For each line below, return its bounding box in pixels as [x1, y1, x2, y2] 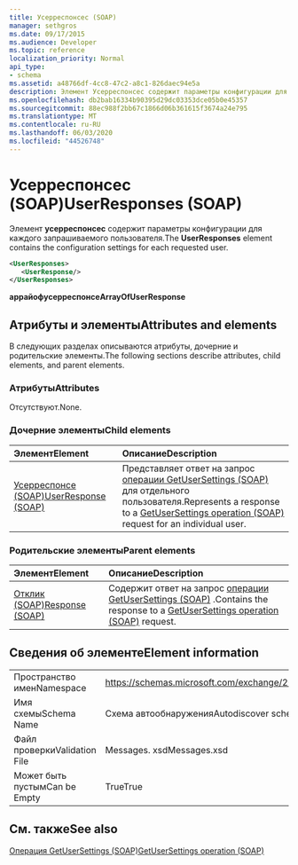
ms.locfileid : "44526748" [9, 137, 105, 145]
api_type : [9, 63, 46, 72]
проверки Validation [13, 743, 97, 756]
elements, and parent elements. [9, 360, 125, 371]
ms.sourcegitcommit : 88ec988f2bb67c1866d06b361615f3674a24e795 [9, 104, 248, 113]
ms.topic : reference [9, 46, 86, 55]
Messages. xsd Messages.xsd [105, 743, 229, 756]
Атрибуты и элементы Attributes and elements [9, 317, 278, 333]
